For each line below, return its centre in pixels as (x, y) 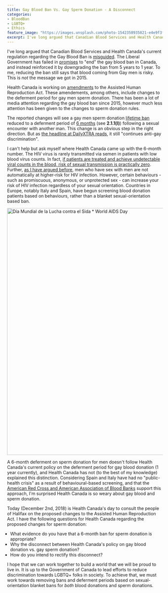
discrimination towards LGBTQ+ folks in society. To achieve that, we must (82, 575)
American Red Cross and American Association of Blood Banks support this (84, 488)
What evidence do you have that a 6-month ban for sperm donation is (81, 534)
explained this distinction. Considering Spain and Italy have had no (75, 478)
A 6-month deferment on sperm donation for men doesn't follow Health (80, 462)
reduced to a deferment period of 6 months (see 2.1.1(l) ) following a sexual (83, 123)
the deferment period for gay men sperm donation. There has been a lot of (83, 98)
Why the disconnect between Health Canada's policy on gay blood (78, 544)
